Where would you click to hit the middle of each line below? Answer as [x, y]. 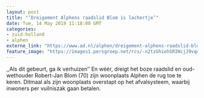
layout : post [23, 12]
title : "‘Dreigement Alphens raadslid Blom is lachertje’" [83, 18]
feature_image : [25, 52]
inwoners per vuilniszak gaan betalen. [54, 88]
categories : [21, 29]
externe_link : [24, 46]
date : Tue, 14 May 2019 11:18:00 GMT [54, 23]
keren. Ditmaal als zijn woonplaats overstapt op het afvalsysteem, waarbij [98, 82]
